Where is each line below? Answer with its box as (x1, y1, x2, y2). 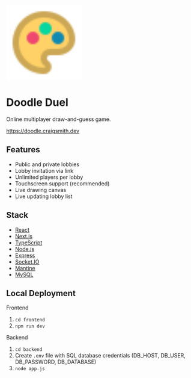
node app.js (14, 366, 45, 372)
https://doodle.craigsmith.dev (6, 127, 80, 134)
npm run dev (14, 323, 45, 329)
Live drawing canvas (14, 186, 67, 193)
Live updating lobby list (14, 193, 73, 200)
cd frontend (14, 317, 45, 323)
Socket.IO (14, 258, 40, 265)
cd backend (14, 347, 43, 353)
